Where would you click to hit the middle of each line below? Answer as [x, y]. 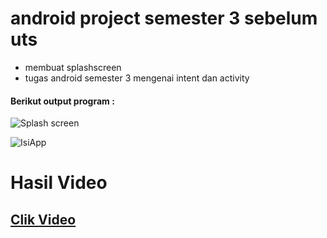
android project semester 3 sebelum [164, 18]
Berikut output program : [62, 101]
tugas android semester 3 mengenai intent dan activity [137, 78]
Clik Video [43, 219]
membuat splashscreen [73, 67]
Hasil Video [59, 183]
